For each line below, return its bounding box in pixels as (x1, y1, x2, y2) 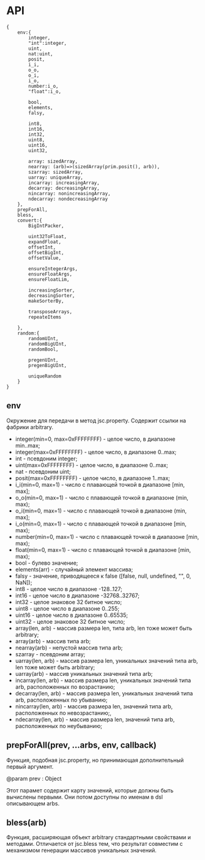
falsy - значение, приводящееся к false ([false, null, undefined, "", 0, (15, 572, 192, 579)
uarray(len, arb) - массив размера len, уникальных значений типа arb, (15, 657, 198, 664)
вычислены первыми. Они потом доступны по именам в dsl (6, 793, 163, 800)
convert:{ (17, 217, 43, 223)
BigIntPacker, (28, 222, 64, 229)
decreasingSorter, (28, 292, 75, 298)
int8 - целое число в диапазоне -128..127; (15, 585, 122, 592)
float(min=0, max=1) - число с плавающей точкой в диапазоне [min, (15, 546, 191, 553)
